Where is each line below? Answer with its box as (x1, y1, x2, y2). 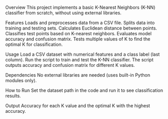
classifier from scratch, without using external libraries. (5, 10, 122, 16)
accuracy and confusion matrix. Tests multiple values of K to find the (5, 36, 151, 42)
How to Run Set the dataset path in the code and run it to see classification (5, 87, 163, 93)
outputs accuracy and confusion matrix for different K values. (5, 62, 135, 68)
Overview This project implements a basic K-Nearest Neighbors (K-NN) (5, 5, 156, 10)
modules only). (5, 78, 37, 83)
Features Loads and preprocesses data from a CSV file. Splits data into (5, 20, 155, 26)
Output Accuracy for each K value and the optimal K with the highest (5, 103, 150, 109)
